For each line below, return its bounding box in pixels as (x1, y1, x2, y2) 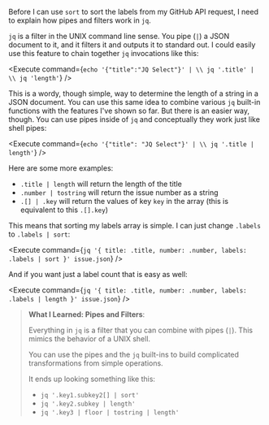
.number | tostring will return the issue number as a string (20, 188, 219, 197)
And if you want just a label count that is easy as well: (8, 270, 189, 279)
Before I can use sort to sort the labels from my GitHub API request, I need (8, 7, 258, 16)
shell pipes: (8, 124, 47, 132)
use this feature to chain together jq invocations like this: (8, 49, 199, 58)
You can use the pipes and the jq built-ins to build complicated (28, 349, 240, 359)
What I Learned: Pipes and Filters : (28, 310, 145, 319)
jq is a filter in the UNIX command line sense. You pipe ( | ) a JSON (8, 32, 230, 41)
